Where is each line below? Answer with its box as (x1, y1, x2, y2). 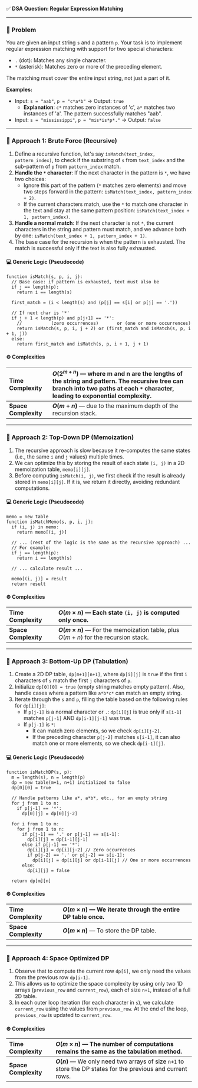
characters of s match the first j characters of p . (14, 677, 132, 684)
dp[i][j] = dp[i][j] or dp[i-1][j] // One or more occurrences (32, 857, 192, 863)
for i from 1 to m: (11, 821, 60, 827)
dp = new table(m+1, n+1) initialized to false (11, 779, 131, 786)
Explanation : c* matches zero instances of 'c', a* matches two (23, 104, 176, 111)
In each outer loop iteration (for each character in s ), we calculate (14, 999, 174, 1006)
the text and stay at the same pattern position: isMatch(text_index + (23, 206, 190, 214)
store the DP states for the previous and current (55, 1065, 187, 1073)
